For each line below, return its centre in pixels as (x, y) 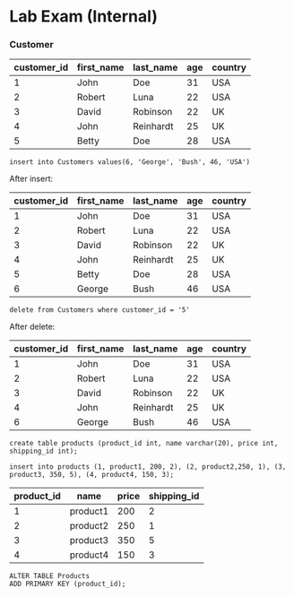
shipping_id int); (43, 451)
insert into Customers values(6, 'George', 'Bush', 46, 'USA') (130, 162)
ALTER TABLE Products (50, 576)
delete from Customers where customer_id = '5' (100, 310)
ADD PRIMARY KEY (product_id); (68, 584)
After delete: (32, 327)
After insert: (31, 179)
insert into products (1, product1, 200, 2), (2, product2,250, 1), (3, (148, 467)
